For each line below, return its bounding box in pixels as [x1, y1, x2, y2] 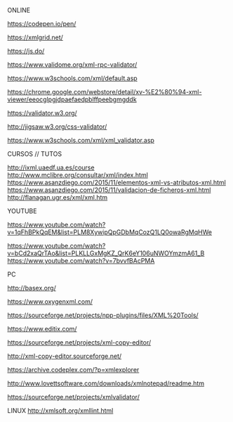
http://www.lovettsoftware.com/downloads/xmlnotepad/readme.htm [7, 379, 205, 388]
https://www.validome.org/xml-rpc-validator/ [7, 60, 138, 69]
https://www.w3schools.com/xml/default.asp [7, 74, 138, 82]
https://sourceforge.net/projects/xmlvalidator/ [7, 393, 140, 401]
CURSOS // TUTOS [7, 150, 62, 158]
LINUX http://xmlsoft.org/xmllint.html [7, 407, 114, 414]
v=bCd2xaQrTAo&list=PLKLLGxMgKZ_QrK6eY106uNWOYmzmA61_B [7, 249, 205, 257]
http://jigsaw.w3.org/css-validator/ [7, 122, 107, 131]
